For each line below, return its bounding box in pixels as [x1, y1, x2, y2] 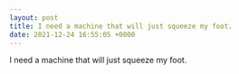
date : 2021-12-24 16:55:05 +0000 [9, 30, 136, 39]
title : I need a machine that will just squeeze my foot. [9, 22, 233, 31]
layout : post [9, 13, 59, 23]
